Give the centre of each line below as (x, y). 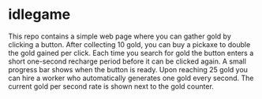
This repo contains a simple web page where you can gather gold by (120, 36)
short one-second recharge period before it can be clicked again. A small (127, 61)
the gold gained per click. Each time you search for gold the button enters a (131, 53)
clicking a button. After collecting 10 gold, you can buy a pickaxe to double (129, 44)
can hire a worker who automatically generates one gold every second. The (131, 78)
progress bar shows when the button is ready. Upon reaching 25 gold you (128, 69)
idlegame (39, 15)
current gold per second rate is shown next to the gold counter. (111, 86)
